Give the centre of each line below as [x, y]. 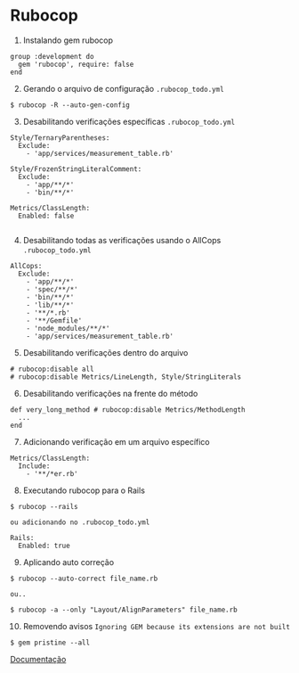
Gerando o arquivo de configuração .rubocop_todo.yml [124, 88]
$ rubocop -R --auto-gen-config [70, 105]
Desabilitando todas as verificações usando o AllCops [122, 240]
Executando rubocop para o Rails [84, 490]
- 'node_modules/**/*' [68, 328]
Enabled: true [44, 546]
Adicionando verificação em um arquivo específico [116, 441]
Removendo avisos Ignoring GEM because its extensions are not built [156, 626]
